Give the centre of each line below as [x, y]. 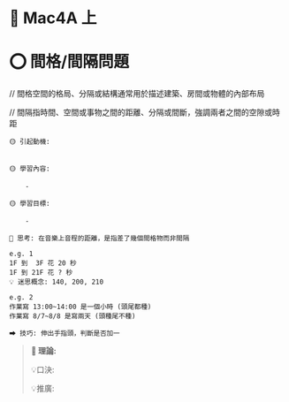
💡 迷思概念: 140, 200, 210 [57, 282]
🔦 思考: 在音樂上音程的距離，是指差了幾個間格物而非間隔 [99, 239]
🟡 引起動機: [30, 142]
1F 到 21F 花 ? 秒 [41, 273]
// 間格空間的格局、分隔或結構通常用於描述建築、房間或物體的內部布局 [137, 94]
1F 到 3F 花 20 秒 [43, 263]
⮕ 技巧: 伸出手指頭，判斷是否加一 [65, 334]
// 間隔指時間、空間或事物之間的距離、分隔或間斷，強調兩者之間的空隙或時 [145, 112]
